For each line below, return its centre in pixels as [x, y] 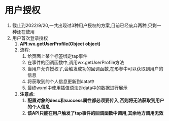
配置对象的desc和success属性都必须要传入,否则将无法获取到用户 [96, 100]
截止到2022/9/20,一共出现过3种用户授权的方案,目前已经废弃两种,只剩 [84, 25]
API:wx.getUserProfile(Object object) [60, 44]
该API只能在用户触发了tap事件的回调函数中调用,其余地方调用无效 [95, 113]
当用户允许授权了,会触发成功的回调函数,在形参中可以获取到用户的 [95, 68]
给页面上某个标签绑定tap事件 [57, 56]
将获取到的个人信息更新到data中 [61, 81]
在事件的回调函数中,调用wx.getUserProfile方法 [76, 62]
